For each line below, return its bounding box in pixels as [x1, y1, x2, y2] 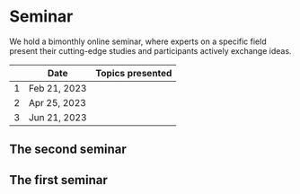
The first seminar [9, 172, 108, 188]
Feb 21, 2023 [28, 82, 87, 94]
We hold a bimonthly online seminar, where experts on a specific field [9, 36, 267, 47]
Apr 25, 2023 [28, 96, 87, 109]
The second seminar [9, 142, 128, 157]
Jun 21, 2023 [28, 110, 87, 123]
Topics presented [95, 66, 172, 79]
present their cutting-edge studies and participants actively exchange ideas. [9, 45, 292, 56]
